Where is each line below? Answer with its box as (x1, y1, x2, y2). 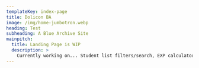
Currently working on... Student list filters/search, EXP (17, 53, 166, 59)
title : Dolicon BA (6, 14, 52, 20)
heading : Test (6, 25, 41, 31)
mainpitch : (6, 36, 33, 42)
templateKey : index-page (6, 8, 68, 15)
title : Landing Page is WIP (11, 42, 81, 48)
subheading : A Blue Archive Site (6, 31, 89, 37)
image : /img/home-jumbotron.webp (6, 20, 89, 25)
